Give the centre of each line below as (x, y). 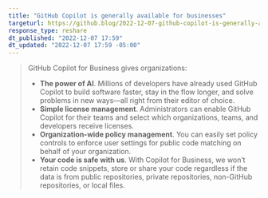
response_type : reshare (48, 30)
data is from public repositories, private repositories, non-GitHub (146, 177)
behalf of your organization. (85, 152)
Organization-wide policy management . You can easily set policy (148, 135)
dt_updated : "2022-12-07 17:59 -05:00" (75, 46)
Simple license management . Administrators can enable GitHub (145, 109)
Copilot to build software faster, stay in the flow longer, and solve (146, 92)
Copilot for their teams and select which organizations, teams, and (149, 117)
